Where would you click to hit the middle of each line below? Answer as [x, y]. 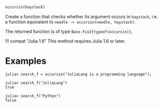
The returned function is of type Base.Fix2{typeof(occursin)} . [69, 31]
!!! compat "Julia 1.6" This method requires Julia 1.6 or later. [65, 41]
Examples [26, 61]
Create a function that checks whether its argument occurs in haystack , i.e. [81, 16]
